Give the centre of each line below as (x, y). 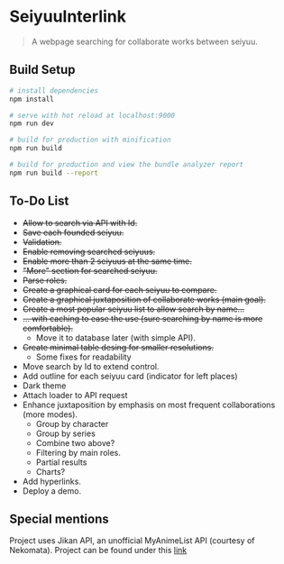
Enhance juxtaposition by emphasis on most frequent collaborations (149, 405)
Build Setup (42, 70)
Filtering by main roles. (78, 452)
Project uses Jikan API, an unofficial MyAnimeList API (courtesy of (132, 541)
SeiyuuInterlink (68, 17)
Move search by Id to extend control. (91, 366)
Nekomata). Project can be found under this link (98, 550)
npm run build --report (54, 173)
